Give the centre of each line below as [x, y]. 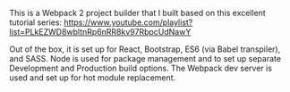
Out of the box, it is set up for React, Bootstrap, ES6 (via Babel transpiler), [145, 49]
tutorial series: [36, 22]
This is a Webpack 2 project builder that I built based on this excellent [137, 13]
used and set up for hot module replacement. [93, 78]
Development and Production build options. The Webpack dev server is [141, 68]
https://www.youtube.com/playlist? [128, 22]
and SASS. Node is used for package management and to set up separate [145, 59]
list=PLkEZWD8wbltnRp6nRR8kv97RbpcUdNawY [100, 32]
